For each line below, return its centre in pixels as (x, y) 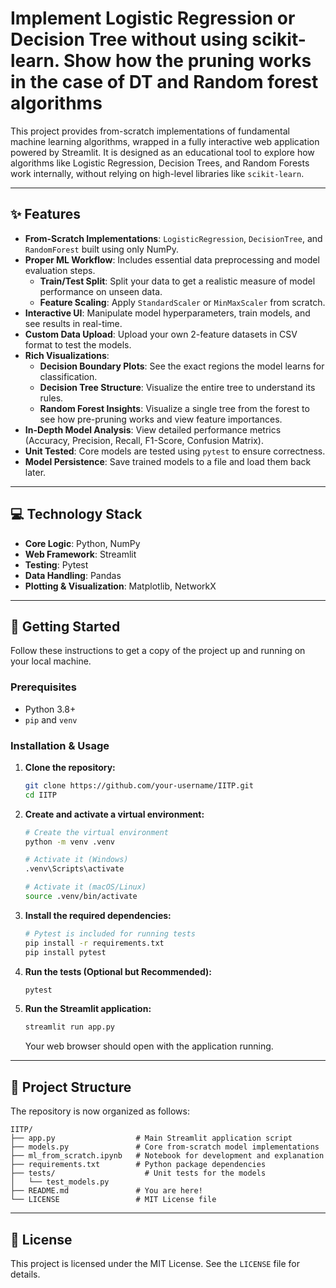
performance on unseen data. (101, 291)
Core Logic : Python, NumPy (82, 543)
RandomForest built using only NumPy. (102, 249)
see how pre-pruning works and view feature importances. (161, 419)
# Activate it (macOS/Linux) (85, 887)
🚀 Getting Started (65, 626)
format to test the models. (78, 344)
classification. (68, 376)
